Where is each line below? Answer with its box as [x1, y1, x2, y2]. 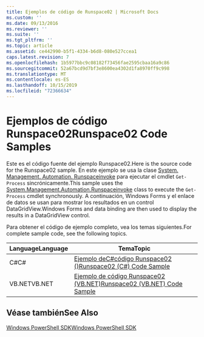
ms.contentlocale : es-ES [6, 77, 69, 83]
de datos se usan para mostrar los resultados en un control [6, 199, 154, 206]
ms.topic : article [6, 43, 53, 49]
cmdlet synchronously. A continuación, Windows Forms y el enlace [27, 192, 195, 199]
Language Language [9, 244, 69, 253]
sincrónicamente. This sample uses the [27, 179, 123, 186]
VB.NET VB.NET [9, 279, 53, 288]
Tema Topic [118, 244, 151, 253]
